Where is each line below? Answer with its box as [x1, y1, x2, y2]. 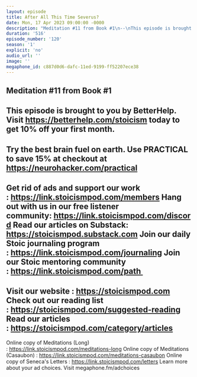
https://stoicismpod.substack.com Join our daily [6, 229, 191, 239]
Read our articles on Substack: [12, 220, 129, 230]
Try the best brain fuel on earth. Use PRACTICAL [6, 144, 188, 154]
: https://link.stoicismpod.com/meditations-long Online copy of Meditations [6, 345, 189, 352]
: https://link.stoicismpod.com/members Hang [6, 192, 182, 202]
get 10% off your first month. [6, 124, 115, 134]
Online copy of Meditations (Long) [6, 339, 90, 346]
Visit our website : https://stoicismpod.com [6, 286, 170, 297]
